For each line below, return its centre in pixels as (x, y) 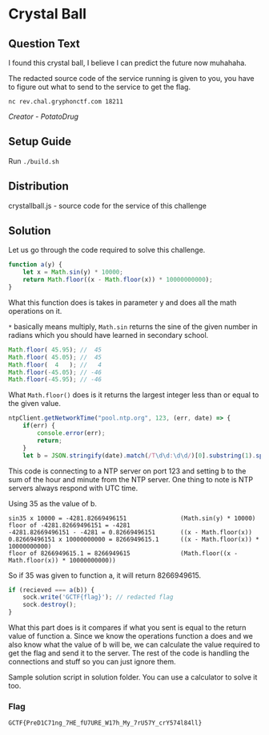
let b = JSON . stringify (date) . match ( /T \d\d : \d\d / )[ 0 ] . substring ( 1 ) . (139, 455)
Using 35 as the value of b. (53, 503)
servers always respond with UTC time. (73, 488)
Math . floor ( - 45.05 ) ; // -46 (55, 372)
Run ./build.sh (34, 160)
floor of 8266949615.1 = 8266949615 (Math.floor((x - (123, 553)
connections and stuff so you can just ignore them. (92, 662)
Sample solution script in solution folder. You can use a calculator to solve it (133, 677)
